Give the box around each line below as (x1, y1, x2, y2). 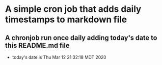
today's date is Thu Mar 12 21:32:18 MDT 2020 (12, 54, 107, 60)
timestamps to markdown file (5, 14, 127, 25)
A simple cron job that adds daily (5, 3, 141, 15)
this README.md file (5, 41, 70, 50)
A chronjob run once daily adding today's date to (5, 33, 158, 42)
